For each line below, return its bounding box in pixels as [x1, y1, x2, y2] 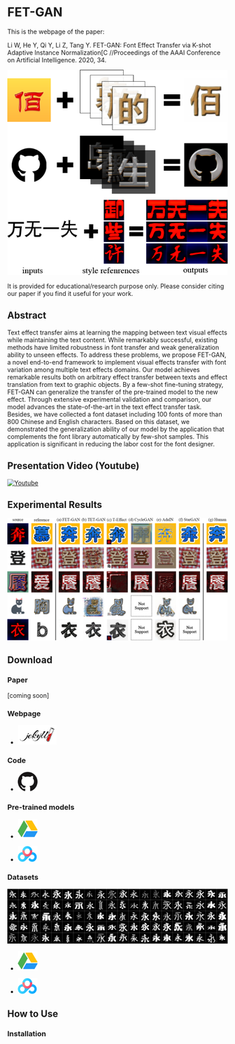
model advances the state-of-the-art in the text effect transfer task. [7, 402, 202, 411]
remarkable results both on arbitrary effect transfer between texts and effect [7, 372, 228, 381]
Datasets [7, 873, 38, 882]
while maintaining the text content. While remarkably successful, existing [7, 335, 218, 344]
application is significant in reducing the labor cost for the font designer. [7, 439, 215, 448]
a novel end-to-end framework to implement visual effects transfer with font [7, 358, 227, 366]
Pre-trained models [7, 803, 75, 812]
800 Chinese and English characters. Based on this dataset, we [7, 417, 190, 425]
